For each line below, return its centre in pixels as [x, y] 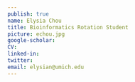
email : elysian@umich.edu [45, 67]
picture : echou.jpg [36, 34]
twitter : [20, 61]
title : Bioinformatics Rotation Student [68, 27]
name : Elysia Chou [34, 21]
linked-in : [23, 54]
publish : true [28, 14]
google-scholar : [31, 41]
